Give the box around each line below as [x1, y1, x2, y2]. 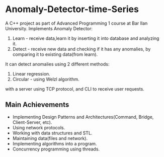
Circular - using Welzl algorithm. [12, 76, 79, 82]
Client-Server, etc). [12, 119, 52, 125]
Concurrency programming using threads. [12, 146, 100, 152]
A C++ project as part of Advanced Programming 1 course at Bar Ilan [5, 20, 148, 26]
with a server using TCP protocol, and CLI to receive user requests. [5, 86, 144, 92]
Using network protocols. [12, 124, 65, 130]
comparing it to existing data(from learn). [12, 51, 98, 57]
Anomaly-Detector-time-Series [5, 4, 139, 15]
